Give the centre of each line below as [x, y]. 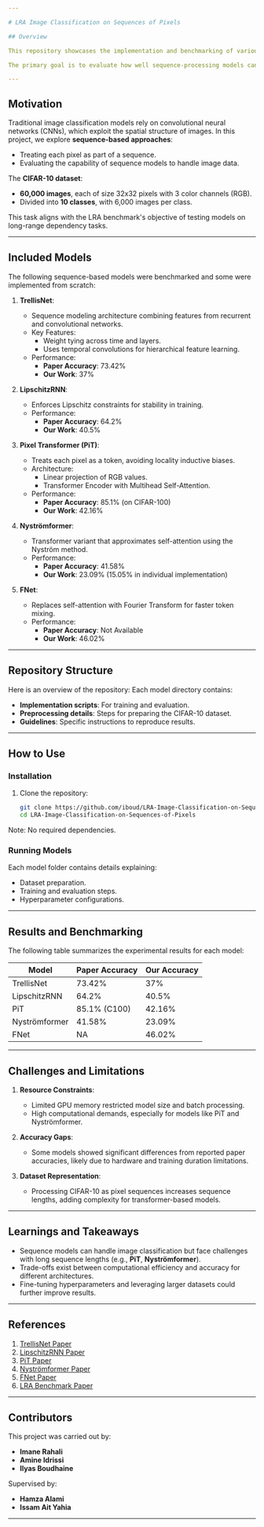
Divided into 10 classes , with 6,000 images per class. [106, 202]
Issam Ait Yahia [45, 1507]
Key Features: [53, 332]
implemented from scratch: [52, 285]
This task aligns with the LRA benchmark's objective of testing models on [127, 217]
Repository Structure [61, 671]
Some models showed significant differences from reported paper [138, 1153]
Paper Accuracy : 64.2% [82, 421]
